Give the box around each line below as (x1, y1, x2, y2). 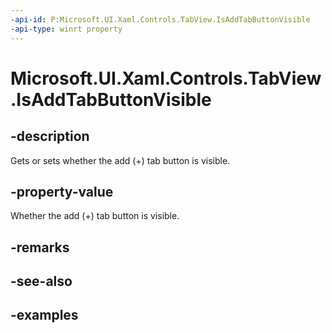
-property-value (10, 183, 114, 200)
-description (10, 128, 90, 145)
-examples (10, 307, 79, 324)
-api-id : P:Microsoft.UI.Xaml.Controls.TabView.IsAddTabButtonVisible (10, 14, 311, 25)
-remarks (10, 239, 70, 256)
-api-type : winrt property (10, 24, 123, 34)
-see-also (10, 273, 73, 290)
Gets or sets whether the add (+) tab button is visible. (10, 154, 231, 166)
